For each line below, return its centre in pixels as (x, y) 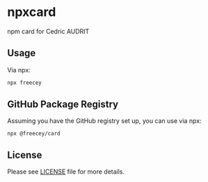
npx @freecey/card (34, 134)
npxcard (32, 12)
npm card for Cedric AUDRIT (48, 31)
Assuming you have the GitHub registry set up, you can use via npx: (104, 121)
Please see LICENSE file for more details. (66, 172)
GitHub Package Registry (63, 105)
